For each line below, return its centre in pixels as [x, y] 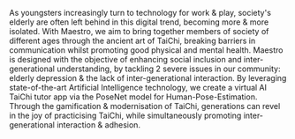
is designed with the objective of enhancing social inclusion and [125, 59]
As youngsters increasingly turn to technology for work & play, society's [140, 13]
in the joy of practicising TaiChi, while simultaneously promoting [125, 115]
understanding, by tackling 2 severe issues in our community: [169, 69]
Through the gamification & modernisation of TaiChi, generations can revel [145, 106]
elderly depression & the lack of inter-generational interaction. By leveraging [148, 78]
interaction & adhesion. [99, 125]
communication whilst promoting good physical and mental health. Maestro [146, 50]
